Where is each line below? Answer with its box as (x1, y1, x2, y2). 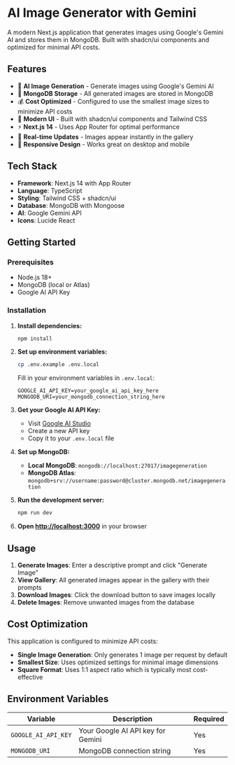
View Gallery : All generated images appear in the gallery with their (17, 575, 210, 584)
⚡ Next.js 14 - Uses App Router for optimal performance (17, 122, 180, 131)
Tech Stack (7, 160, 57, 172)
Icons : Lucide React (17, 216, 76, 225)
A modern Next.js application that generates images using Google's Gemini (7, 28, 224, 36)
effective (17, 673, 43, 681)
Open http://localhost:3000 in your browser (17, 522, 147, 531)
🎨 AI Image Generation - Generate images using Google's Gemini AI (17, 82, 215, 90)
